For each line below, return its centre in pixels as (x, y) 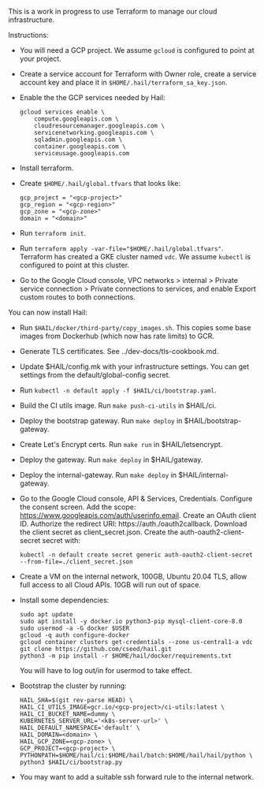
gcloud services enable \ (62, 112)
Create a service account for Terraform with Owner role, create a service (138, 74)
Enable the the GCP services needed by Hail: (92, 97)
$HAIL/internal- (204, 475)
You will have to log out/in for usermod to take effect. (106, 670)
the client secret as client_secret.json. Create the (99, 532)
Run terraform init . (53, 233)
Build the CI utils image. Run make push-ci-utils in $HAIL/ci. (118, 406)
